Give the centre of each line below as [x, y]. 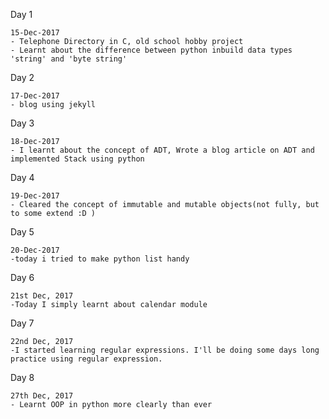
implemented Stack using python [77, 159]
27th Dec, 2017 [42, 396]
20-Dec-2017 [35, 250]
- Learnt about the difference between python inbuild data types [151, 50]
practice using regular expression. [86, 359]
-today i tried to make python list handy [100, 259]
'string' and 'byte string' [69, 59]
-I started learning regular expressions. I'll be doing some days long [165, 350]
